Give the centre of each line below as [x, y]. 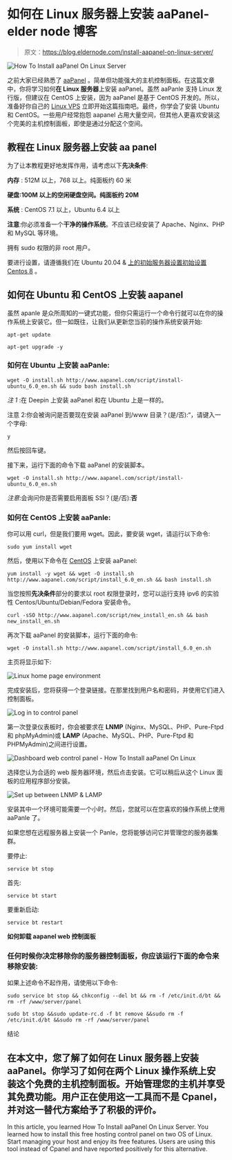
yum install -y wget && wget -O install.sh [71, 574]
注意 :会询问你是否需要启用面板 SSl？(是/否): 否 [72, 498]
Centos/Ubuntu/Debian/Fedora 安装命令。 [75, 603]
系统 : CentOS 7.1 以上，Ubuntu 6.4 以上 [64, 209]
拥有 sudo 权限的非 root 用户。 [51, 247]
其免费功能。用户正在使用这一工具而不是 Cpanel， [115, 1097]
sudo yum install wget [40, 547]
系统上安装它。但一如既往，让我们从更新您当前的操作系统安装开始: [108, 321]
